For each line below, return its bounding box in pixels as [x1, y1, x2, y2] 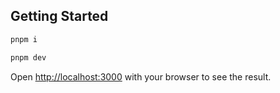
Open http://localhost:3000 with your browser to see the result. [10, 70, 272, 83]
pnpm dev [10, 52, 47, 63]
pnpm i [10, 34, 38, 44]
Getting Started [10, 8, 109, 25]
